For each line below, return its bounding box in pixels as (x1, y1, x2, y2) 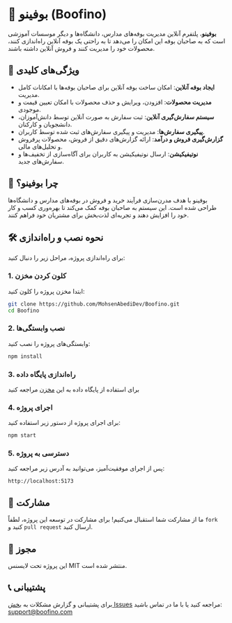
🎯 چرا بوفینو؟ (8, 177, 59, 189)
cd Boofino (8, 307, 40, 314)
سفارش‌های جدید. (17, 157, 65, 165)
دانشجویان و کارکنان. (17, 120, 72, 128)
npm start (8, 432, 37, 439)
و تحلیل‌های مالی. (17, 142, 63, 151)
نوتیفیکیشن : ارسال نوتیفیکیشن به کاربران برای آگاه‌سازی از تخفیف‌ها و (17, 149, 199, 158)
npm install (8, 352, 42, 360)
